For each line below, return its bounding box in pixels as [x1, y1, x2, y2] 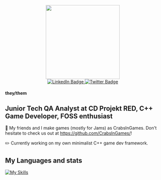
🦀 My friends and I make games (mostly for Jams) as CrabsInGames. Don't [5, 125, 157, 131]
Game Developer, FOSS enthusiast [5, 112, 113, 120]
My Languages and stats [5, 156, 83, 165]
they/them [5, 90, 27, 96]
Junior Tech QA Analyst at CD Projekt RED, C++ [5, 104, 154, 112]
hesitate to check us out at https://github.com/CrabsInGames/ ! [5, 130, 132, 136]
